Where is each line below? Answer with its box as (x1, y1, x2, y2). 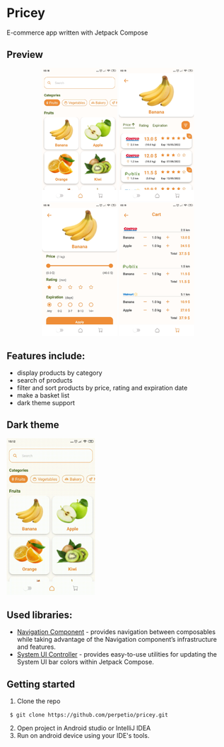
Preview (6, 49, 44, 61)
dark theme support (16, 399, 76, 407)
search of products (16, 376, 73, 384)
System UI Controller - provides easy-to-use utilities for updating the (16, 650, 217, 659)
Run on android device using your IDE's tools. (16, 731, 150, 739)
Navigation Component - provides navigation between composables (16, 628, 216, 636)
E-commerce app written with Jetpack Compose (6, 28, 148, 37)
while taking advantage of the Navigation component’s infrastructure (16, 635, 217, 644)
